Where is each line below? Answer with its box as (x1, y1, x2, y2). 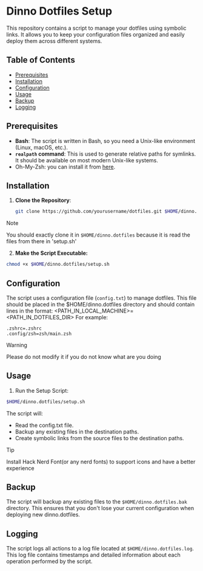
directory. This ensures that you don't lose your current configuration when (6, 505, 195, 512)
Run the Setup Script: (15, 387, 68, 394)
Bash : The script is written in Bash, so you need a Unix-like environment (15, 137, 196, 144)
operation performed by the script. (6, 558, 93, 565)
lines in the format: (6, 307, 53, 314)
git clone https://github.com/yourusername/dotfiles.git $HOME (15, 209, 179, 215)
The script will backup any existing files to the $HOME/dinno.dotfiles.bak (6, 498, 188, 505)
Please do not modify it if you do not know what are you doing (6, 353, 162, 360)
